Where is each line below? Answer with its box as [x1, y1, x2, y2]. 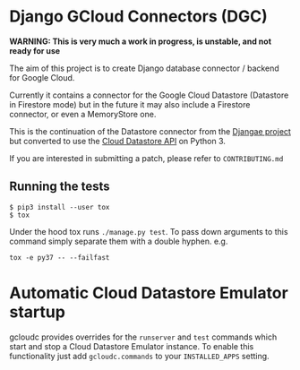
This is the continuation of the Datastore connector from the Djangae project [9, 125, 291, 136]
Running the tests [9, 179, 110, 194]
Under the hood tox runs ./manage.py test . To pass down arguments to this [9, 226, 288, 237]
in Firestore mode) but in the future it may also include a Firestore [9, 99, 251, 109]
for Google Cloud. [9, 72, 75, 82]
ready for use [9, 45, 61, 56]
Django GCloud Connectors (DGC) [9, 6, 269, 27]
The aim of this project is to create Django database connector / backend [9, 63, 279, 73]
